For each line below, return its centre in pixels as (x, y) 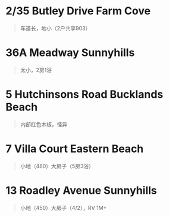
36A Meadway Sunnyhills (70, 53)
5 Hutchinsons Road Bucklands (84, 94)
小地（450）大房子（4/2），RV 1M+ (63, 207)
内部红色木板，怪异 (44, 124)
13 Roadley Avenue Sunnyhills (81, 190)
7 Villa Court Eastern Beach (75, 149)
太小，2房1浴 (36, 70)
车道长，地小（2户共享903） (55, 28)
